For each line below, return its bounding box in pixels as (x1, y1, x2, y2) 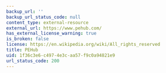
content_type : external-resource (6, 19, 89, 25)
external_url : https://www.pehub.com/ (6, 25, 102, 31)
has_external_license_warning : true (6, 31, 97, 36)
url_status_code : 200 (6, 58, 60, 64)
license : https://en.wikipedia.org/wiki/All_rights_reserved (6, 42, 161, 48)
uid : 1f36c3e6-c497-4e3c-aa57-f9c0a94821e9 (6, 52, 116, 58)
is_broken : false (6, 36, 49, 42)
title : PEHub (6, 47, 39, 53)
